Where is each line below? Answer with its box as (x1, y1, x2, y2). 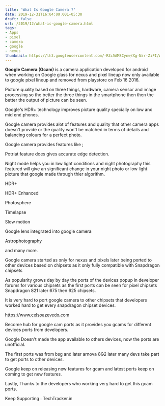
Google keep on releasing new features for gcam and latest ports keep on (5, 366, 154, 372)
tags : (5, 26, 16, 31)
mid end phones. (5, 112, 39, 118)
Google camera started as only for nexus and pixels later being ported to (5, 257, 152, 263)
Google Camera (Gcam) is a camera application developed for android (5, 67, 148, 73)
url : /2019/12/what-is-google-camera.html (5, 21, 93, 26)
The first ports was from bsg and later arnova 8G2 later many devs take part (5, 351, 160, 357)
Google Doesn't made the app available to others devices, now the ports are (5, 336, 160, 342)
